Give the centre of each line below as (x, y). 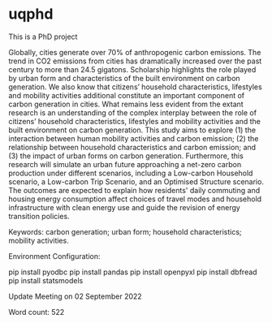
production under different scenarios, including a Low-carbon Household (131, 173)
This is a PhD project (43, 37)
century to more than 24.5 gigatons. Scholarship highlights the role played (132, 69)
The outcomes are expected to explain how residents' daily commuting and (134, 190)
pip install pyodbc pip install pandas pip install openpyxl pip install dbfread (133, 272)
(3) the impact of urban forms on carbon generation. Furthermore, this (126, 156)
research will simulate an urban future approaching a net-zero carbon (125, 164)
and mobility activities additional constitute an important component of (127, 95)
